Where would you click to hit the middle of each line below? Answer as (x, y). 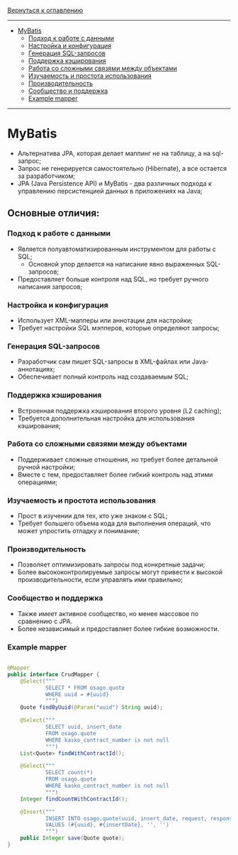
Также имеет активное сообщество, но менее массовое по (108, 613)
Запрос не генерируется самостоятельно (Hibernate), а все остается (122, 168)
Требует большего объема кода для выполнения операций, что (114, 523)
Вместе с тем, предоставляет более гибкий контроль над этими (115, 474)
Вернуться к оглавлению (45, 10)
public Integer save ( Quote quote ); (73, 838)
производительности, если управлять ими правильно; (100, 580)
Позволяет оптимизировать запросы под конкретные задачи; (111, 565)
